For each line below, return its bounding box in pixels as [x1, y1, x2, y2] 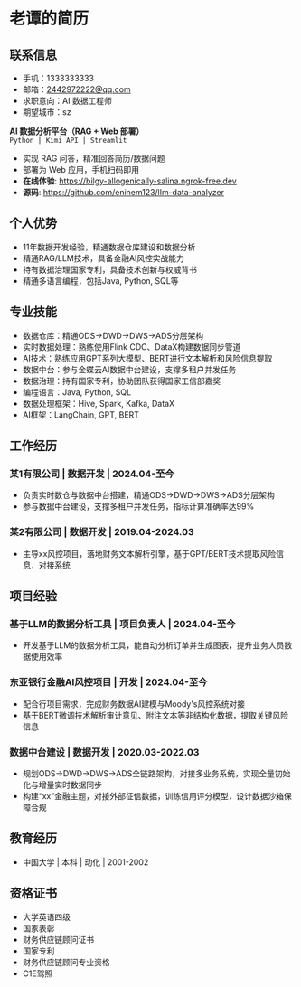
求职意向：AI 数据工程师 [22, 96, 113, 106]
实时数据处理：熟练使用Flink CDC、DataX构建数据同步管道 [22, 341, 241, 352]
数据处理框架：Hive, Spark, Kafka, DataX [22, 398, 175, 409]
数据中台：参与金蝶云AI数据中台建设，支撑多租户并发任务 [22, 363, 237, 375]
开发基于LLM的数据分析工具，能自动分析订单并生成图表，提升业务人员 [22, 640, 285, 651]
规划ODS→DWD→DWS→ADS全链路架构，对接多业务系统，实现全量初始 [22, 767, 291, 778]
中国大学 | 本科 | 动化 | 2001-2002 [22, 856, 149, 868]
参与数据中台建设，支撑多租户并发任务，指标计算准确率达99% [22, 501, 255, 512]
